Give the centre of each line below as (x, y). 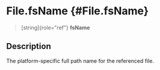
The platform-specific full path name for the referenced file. (80, 60)
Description (29, 46)
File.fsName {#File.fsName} (78, 11)
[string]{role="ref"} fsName (55, 28)
